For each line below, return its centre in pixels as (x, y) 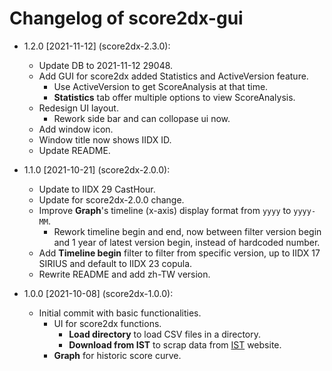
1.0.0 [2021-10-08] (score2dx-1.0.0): (98, 293)
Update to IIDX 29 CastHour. (97, 189)
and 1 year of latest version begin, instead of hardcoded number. (187, 242)
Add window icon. (76, 129)
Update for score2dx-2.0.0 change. (111, 199)
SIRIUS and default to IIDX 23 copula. (115, 263)
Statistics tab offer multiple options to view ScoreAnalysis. (174, 97)
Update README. (74, 150)
